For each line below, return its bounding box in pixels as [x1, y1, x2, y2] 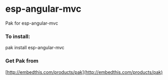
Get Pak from [5, 57, 38, 65]
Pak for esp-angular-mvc [5, 20, 58, 26]
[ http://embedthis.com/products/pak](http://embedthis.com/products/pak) [5, 69, 163, 75]
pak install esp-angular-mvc [5, 45, 65, 51]
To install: [5, 33, 31, 40]
